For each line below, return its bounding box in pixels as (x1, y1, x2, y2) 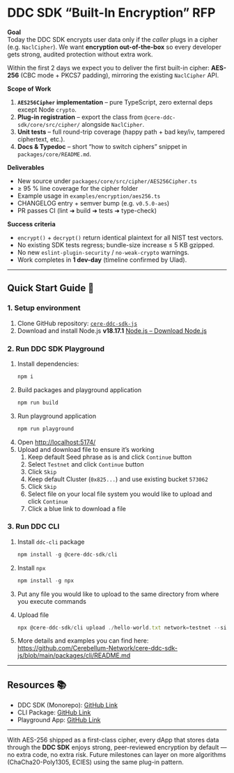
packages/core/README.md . (17, 150, 92, 158)
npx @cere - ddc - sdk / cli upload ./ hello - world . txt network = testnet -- (17, 624, 221, 631)
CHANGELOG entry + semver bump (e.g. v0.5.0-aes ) (17, 198, 170, 207)
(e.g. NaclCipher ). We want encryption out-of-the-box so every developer (7, 42, 221, 51)
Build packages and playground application (17, 385, 142, 394)
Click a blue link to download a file (27, 504, 127, 513)
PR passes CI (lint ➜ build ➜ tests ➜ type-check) (17, 206, 157, 214)
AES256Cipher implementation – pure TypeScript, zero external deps (17, 97, 213, 106)
